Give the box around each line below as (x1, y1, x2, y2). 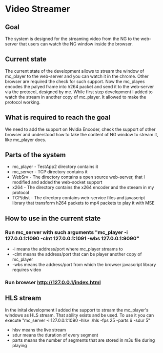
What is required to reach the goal (5, 113, 111, 122)
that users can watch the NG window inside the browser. (19, 41, 133, 47)
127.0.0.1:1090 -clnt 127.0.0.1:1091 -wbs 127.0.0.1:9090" (5, 235, 140, 242)
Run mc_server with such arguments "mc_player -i (5, 228, 128, 235)
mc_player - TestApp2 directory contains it (12, 164, 99, 169)
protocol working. (5, 99, 41, 105)
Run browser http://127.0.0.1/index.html (5, 279, 101, 286)
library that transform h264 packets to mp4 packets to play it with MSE (12, 200, 155, 206)
